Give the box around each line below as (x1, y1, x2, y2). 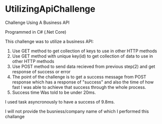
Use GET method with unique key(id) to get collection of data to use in (12, 53, 153, 59)
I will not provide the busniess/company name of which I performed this (5, 108, 149, 114)
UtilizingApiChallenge (5, 3, 96, 15)
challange (5, 113, 25, 119)
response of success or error (12, 68, 71, 74)
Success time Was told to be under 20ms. (12, 89, 96, 95)
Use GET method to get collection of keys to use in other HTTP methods (12, 48, 157, 54)
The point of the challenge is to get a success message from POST (12, 74, 147, 80)
